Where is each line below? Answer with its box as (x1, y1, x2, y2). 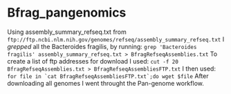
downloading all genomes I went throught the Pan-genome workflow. (7, 79, 204, 87)
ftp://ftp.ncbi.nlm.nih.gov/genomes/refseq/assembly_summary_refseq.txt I (7, 35, 225, 43)
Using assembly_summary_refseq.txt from (7, 28, 127, 36)
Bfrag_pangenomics (7, 5, 127, 21)
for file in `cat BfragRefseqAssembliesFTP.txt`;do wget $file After (7, 71, 209, 80)
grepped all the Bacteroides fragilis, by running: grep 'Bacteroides (7, 42, 197, 50)
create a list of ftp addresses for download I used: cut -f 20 (7, 57, 178, 65)
